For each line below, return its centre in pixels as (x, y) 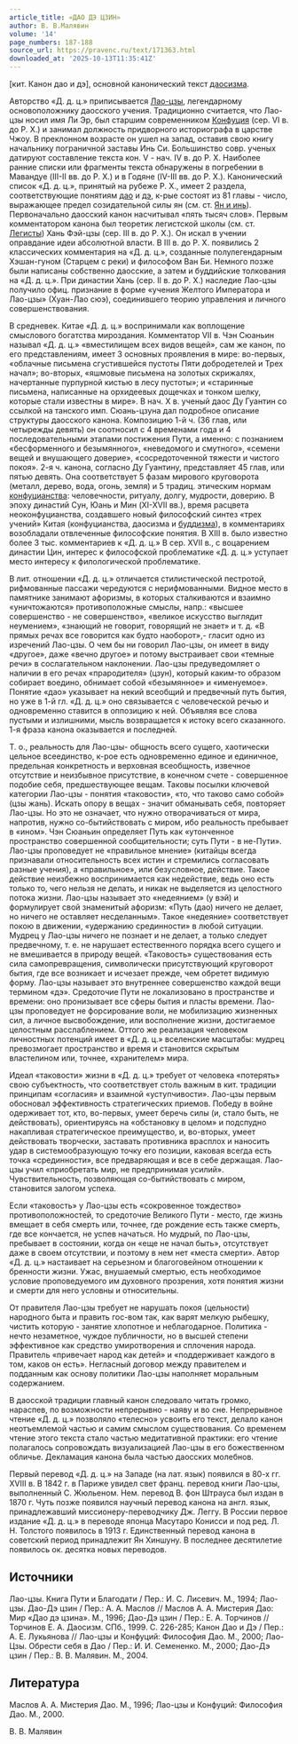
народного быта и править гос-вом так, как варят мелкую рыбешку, (139, 1317)
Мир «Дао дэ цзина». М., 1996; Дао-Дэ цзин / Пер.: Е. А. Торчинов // (139, 1617)
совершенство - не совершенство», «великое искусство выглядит (136, 616)
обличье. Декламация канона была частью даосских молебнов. (132, 1457)
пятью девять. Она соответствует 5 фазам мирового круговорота (134, 477)
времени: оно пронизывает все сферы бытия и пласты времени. (132, 1001)
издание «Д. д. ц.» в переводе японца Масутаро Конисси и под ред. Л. (144, 1521)
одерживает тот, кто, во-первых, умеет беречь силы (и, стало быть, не (144, 1113)
